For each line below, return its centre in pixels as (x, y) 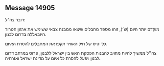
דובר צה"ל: (15, 19)
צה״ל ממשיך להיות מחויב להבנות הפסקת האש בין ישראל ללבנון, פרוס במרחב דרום (81, 53)
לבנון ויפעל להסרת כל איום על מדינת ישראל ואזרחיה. (53, 58)
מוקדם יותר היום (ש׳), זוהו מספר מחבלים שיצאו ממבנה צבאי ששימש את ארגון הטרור (82, 29)
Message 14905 (30, 8)
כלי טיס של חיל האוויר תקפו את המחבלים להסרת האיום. (56, 44)
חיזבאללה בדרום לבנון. (26, 34)
